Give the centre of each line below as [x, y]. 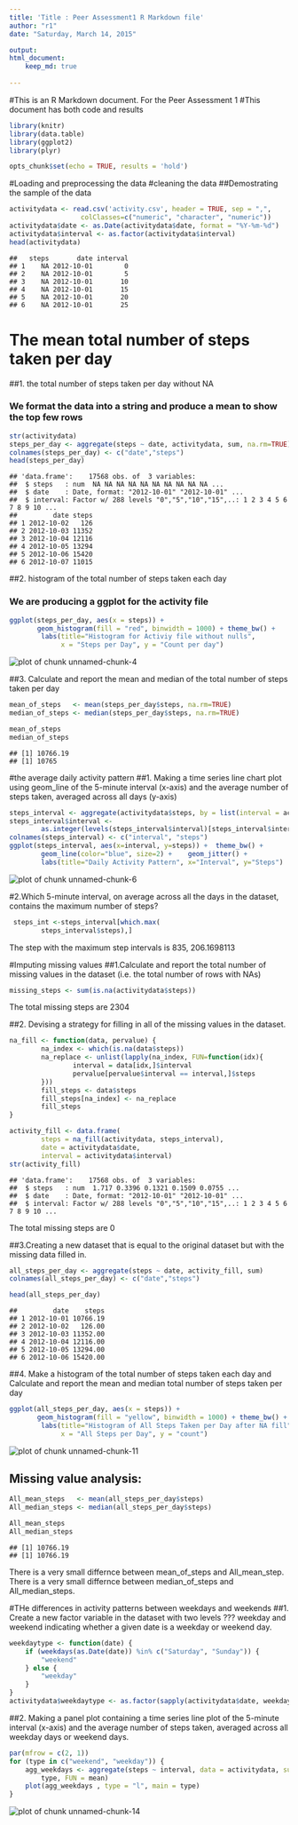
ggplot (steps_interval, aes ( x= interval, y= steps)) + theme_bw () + [137, 846]
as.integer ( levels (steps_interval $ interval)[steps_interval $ [157, 829]
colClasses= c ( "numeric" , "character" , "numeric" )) [176, 218]
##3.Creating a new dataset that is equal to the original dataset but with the [147, 1245]
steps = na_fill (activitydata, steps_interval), [133, 1139]
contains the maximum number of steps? [84, 906]
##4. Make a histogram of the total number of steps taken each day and [141, 1374]
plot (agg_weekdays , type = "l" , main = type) [113, 1786]
